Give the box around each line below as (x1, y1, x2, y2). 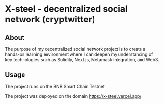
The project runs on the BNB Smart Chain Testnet (5, 83, 105, 89)
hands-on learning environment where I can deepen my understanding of (5, 51, 153, 57)
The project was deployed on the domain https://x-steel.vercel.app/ (5, 93, 141, 99)
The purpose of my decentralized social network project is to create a (5, 46, 146, 52)
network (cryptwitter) (5, 14, 95, 25)
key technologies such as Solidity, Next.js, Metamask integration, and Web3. (5, 57, 159, 62)
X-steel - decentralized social (5, 3, 128, 15)
